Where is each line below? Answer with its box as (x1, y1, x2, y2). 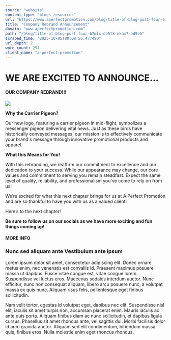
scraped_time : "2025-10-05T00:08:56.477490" (5, 36, 101, 41)
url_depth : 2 (5, 41, 33, 46)
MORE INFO (5, 235, 31, 241)
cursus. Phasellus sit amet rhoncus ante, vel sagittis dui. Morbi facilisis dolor (5, 318, 165, 324)
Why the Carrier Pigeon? (5, 110, 59, 116)
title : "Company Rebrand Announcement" (5, 21, 90, 27)
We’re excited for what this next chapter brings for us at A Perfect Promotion (5, 193, 166, 199)
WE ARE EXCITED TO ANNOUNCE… (5, 72, 159, 84)
